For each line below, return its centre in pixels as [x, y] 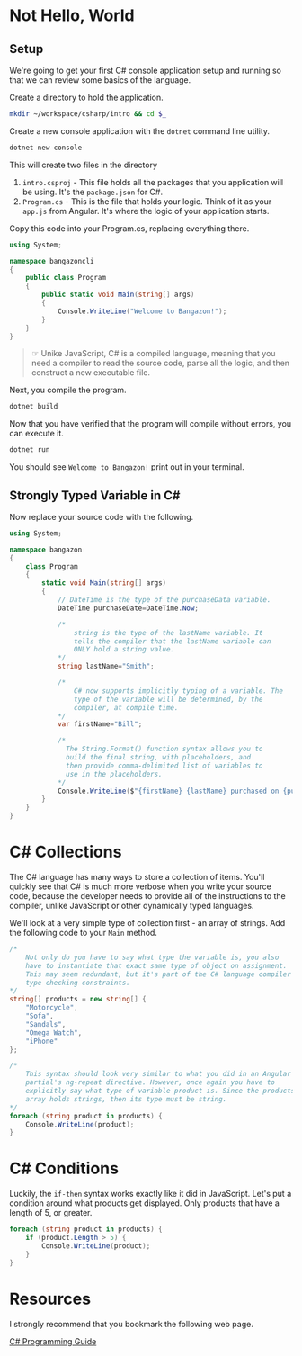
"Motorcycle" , [52, 1008]
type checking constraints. [78, 983]
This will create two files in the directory [84, 165]
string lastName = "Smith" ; [106, 667]
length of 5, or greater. [51, 1213]
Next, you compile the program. [68, 390]
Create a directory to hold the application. [86, 97]
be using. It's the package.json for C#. [93, 192]
